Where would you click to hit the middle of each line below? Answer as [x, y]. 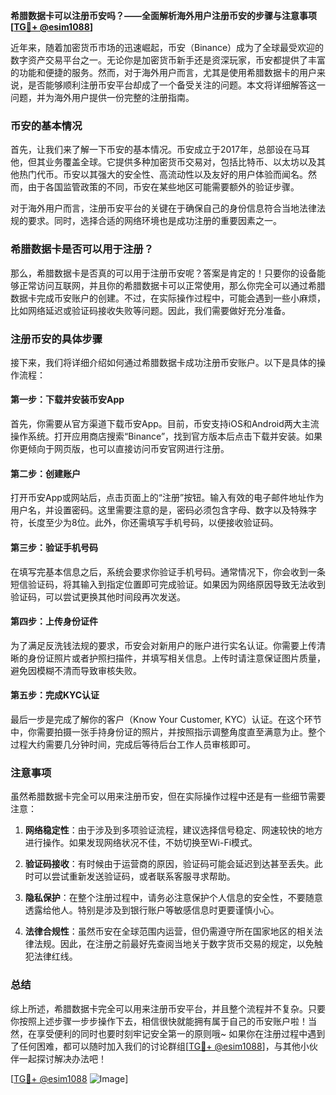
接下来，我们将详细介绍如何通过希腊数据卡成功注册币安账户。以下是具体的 [163, 362]
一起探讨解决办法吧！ [62, 1058]
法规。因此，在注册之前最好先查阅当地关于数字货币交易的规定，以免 [174, 944]
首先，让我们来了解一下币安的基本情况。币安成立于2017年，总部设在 [151, 150]
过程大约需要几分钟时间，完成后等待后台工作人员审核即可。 [133, 744]
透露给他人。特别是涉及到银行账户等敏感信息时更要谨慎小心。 [152, 910]
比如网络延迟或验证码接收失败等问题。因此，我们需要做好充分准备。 [150, 310]
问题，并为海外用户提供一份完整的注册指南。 [102, 97]
